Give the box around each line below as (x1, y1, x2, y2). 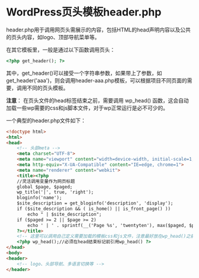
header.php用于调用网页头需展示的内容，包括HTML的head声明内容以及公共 (6, 26, 191, 33)
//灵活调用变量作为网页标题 (17, 178, 75, 184)
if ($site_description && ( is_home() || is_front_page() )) (17, 206, 171, 212)
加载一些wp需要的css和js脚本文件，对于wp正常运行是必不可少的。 (6, 104, 169, 111)
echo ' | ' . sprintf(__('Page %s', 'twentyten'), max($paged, (27, 222, 187, 228)
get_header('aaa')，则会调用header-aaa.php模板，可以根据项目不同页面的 (6, 76, 188, 84)
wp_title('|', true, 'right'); (17, 189, 94, 196)
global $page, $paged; (17, 184, 73, 190)
